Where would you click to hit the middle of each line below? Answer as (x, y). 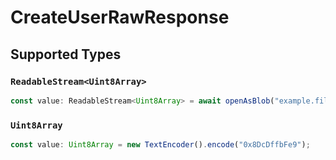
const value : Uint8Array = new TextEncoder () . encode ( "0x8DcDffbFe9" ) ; (160, 145)
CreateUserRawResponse (120, 17)
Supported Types (66, 54)
